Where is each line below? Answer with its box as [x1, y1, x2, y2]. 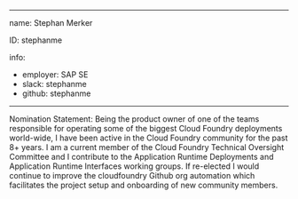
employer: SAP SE [21, 69, 89, 80]
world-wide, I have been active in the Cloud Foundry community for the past [9, 132, 288, 143]
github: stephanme [21, 88, 91, 99]
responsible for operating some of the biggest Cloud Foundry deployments [9, 123, 283, 133]
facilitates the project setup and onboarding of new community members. [9, 179, 278, 190]
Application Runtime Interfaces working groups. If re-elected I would [9, 161, 260, 171]
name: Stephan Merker [9, 18, 93, 28]
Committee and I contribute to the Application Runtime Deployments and [9, 152, 274, 162]
